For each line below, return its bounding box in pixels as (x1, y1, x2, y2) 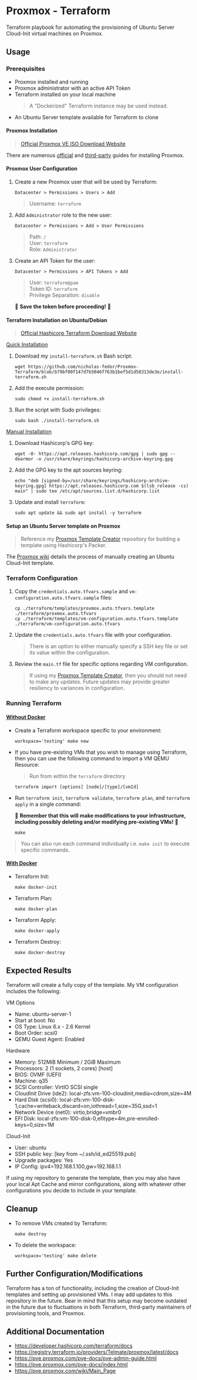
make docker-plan (14, 906, 58, 913)
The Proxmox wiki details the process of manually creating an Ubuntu (6, 553, 175, 560)
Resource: (14, 761, 40, 768)
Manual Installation (6, 428, 52, 435)
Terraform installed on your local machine (14, 90, 116, 98)
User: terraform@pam (29, 279, 78, 286)
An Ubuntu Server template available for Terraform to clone (14, 113, 159, 120)
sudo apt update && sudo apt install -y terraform (14, 510, 142, 516)
